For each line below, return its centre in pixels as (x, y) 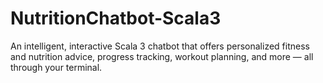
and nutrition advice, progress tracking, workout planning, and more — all (162, 56)
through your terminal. (56, 67)
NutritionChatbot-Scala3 (116, 18)
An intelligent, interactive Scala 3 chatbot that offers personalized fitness (160, 46)
